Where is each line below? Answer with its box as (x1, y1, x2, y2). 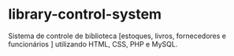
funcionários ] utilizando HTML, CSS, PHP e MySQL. (8, 39, 178, 48)
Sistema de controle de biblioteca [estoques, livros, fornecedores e (8, 31, 227, 40)
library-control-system (8, 5, 162, 23)
